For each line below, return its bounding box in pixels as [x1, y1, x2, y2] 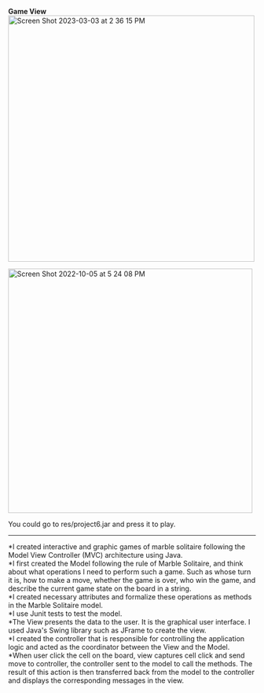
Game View [8, 7, 47, 16]
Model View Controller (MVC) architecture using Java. [8, 551, 183, 559]
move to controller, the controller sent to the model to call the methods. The [8, 659, 253, 668]
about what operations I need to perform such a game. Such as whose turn [8, 567, 251, 577]
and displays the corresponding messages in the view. [8, 676, 185, 685]
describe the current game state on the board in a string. [8, 584, 192, 593]
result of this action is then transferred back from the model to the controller [8, 668, 255, 676]
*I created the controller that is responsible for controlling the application [8, 634, 245, 643]
